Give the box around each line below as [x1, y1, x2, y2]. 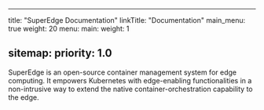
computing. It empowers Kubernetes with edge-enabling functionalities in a [8, 75, 252, 85]
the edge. [8, 92, 39, 102]
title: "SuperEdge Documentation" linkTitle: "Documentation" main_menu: [8, 16, 246, 24]
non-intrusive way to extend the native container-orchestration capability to [8, 84, 253, 93]
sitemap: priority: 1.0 [8, 46, 112, 60]
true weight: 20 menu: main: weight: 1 [8, 24, 130, 33]
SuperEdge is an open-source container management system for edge [8, 68, 237, 77]
